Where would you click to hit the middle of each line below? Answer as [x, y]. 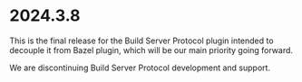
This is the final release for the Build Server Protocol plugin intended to [141, 41]
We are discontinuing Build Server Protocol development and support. [140, 68]
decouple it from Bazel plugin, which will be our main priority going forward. [151, 50]
